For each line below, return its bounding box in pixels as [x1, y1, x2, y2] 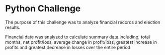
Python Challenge [5, 3, 81, 14]
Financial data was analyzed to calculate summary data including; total [5, 34, 150, 40]
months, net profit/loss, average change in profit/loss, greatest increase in [5, 39, 157, 45]
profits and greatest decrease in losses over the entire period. [5, 44, 132, 50]
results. [5, 24, 21, 30]
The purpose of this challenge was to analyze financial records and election [5, 19, 161, 25]
